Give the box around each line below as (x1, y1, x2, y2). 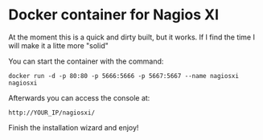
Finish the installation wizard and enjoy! (8, 122, 139, 132)
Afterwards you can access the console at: (8, 93, 150, 102)
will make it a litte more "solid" (8, 40, 109, 50)
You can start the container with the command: (8, 56, 164, 66)
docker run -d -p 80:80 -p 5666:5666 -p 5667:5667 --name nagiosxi (8, 72, 240, 80)
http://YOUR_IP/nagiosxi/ (8, 109, 95, 117)
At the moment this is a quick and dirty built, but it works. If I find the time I (8, 32, 256, 42)
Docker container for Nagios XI (8, 6, 220, 24)
